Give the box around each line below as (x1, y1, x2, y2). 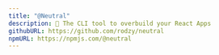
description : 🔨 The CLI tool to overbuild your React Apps (8, 19, 212, 27)
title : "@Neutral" (8, 11, 70, 20)
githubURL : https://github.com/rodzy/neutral (8, 27, 164, 35)
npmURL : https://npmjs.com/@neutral (8, 34, 132, 43)
